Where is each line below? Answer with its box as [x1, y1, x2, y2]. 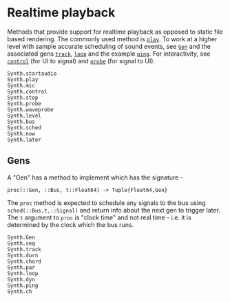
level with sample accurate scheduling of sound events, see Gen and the [7, 42, 211, 50]
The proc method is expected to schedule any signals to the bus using [7, 198, 206, 207]
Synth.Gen [7, 234, 36, 241]
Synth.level [7, 112, 41, 119]
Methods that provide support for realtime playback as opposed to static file [7, 28, 224, 36]
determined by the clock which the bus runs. [7, 220, 134, 228]
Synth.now [7, 130, 36, 137]
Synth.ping [7, 282, 39, 289]
